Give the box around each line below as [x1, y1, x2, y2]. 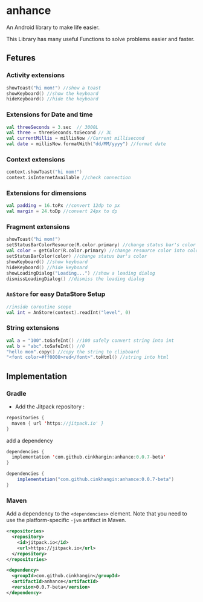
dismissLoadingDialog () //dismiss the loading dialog [6, 276, 145, 282]
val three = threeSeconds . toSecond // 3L [6, 129, 112, 136]
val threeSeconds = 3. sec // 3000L [6, 124, 98, 130]
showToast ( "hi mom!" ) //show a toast [6, 85, 101, 91]
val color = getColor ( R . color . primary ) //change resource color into [6, 247, 185, 254]
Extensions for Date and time [6, 110, 93, 119]
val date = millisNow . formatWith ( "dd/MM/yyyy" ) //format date [6, 141, 166, 147]
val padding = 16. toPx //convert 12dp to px [6, 203, 120, 209]
